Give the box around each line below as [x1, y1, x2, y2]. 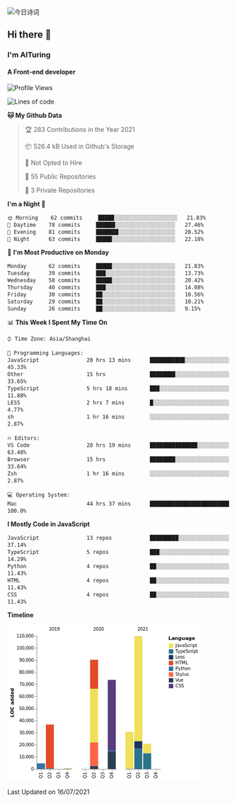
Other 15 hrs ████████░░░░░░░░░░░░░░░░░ [7, 370, 230, 378]
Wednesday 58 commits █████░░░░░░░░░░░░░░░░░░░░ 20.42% [7, 277, 204, 284]
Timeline [7, 610, 34, 619]
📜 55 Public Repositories [24, 172, 96, 180]
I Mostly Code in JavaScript [7, 519, 91, 528]
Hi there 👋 [7, 28, 52, 41]
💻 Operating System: [7, 491, 71, 499]
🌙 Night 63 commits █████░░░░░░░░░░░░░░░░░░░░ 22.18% [7, 236, 204, 243]
